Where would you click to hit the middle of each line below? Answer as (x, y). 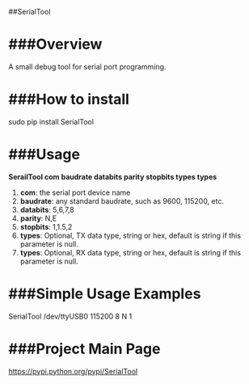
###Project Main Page (84, 349)
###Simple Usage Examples (105, 293)
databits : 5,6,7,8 (47, 209)
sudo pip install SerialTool (51, 121)
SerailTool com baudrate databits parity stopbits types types (113, 176)
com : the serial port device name (75, 192)
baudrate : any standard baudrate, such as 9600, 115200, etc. (122, 200)
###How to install (69, 99)
